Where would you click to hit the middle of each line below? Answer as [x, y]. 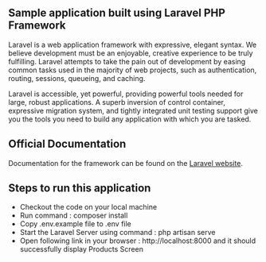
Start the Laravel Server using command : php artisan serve [117, 233]
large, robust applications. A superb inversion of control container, [117, 102]
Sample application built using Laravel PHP [117, 13]
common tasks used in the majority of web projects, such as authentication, [133, 70]
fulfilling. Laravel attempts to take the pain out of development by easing [127, 61]
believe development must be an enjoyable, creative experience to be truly [131, 53]
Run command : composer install [74, 216]
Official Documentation [67, 144]
